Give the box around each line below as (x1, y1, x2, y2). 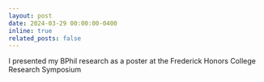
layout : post (8, 11, 53, 20)
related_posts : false (8, 34, 82, 43)
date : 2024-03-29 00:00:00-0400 (8, 19, 117, 27)
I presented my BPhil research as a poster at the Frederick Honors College (8, 56, 257, 66)
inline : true (8, 27, 53, 35)
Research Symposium (8, 65, 82, 75)
